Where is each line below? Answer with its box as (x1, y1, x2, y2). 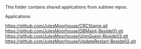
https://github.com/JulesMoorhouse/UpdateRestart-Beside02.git (5, 38, 136, 44)
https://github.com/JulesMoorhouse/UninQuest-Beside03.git (5, 33, 128, 39)
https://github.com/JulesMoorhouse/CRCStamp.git (5, 23, 108, 29)
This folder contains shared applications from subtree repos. (5, 4, 128, 10)
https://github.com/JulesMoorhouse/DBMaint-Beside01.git (5, 28, 123, 33)
